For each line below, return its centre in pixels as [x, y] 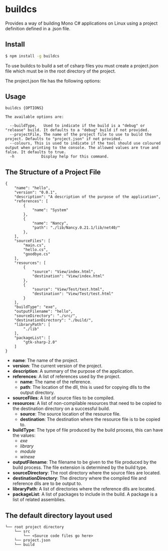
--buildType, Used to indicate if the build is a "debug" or [77, 126]
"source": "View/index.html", [64, 272]
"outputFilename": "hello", [44, 312]
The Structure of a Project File [53, 172]
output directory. [37, 393]
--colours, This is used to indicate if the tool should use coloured [85, 144]
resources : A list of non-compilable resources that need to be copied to [87, 403]
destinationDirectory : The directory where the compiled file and [79, 478]
